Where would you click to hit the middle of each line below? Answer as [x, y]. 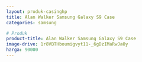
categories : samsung [32, 22]
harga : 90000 [22, 50]
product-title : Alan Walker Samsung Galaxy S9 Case [71, 39]
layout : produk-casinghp [37, 12]
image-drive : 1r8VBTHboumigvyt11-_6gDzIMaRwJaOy [67, 44]
